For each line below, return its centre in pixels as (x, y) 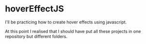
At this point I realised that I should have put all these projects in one (73, 31)
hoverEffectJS (35, 9)
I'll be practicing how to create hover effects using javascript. (66, 22)
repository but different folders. (36, 36)
